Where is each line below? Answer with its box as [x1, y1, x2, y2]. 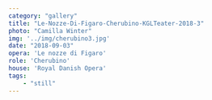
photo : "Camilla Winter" [8, 27, 92, 35]
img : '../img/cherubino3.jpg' [8, 34, 111, 43]
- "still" [23, 79, 57, 87]
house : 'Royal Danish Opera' [8, 65, 107, 73]
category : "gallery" [8, 11, 78, 20]
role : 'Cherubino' [8, 57, 70, 65]
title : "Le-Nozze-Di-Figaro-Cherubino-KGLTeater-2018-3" [8, 19, 205, 27]
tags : [8, 72, 27, 80]
